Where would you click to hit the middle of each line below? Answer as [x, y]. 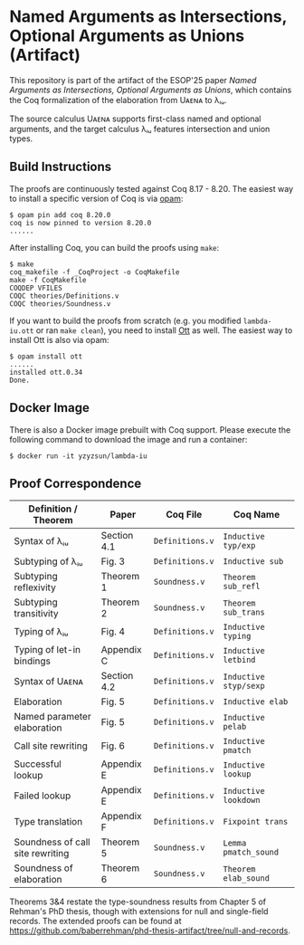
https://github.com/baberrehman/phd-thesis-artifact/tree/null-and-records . [150, 931]
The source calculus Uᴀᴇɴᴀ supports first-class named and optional [135, 119]
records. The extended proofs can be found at [96, 921]
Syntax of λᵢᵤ [42, 541]
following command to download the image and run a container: [128, 439]
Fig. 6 [113, 746]
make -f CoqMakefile [48, 280]
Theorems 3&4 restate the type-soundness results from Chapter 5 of [138, 902]
